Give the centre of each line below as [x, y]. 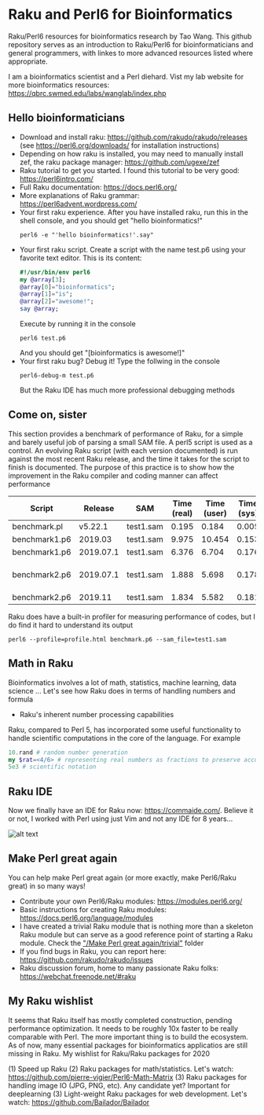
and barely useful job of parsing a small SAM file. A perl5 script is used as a [130, 442]
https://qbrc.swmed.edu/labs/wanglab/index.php [87, 93]
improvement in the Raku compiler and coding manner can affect [113, 475]
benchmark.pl [38, 526]
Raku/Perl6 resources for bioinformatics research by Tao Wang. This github [130, 36]
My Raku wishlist [51, 1001]
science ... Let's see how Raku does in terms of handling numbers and [122, 690]
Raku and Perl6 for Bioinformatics [121, 15]
